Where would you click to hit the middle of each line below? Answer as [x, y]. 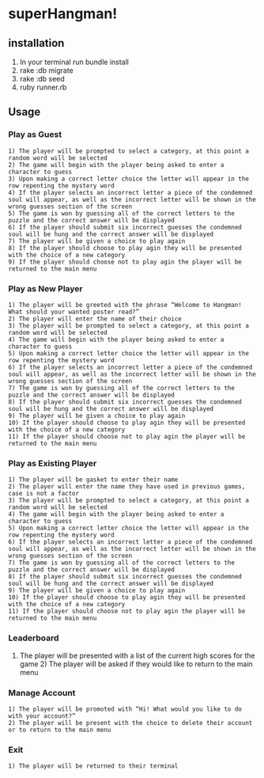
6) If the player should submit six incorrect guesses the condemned [125, 227]
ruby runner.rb [43, 87]
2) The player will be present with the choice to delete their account [130, 723]
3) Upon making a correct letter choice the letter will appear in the [128, 179]
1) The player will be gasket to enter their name [93, 480]
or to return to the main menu [60, 730]
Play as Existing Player [53, 463]
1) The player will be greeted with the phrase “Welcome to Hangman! [125, 305]
